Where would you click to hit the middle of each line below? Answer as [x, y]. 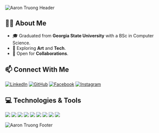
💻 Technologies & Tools [43, 100]
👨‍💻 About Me [26, 23]
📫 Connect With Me [37, 70]
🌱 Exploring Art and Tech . [39, 48]
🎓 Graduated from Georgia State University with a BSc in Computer [83, 35]
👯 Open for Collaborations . [40, 53]
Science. [21, 43]
